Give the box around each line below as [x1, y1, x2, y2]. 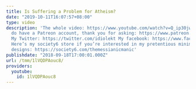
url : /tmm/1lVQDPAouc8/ [6, 57, 64, 63]
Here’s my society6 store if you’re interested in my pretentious [11, 42, 176, 47]
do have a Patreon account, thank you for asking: [11, 30, 137, 36]
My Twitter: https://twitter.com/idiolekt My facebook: [11, 36, 150, 42]
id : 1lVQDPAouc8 [16, 74, 57, 80]
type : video [6, 19, 35, 25]
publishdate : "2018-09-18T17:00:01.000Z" [6, 52, 108, 58]
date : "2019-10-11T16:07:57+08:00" [6, 14, 93, 20]
